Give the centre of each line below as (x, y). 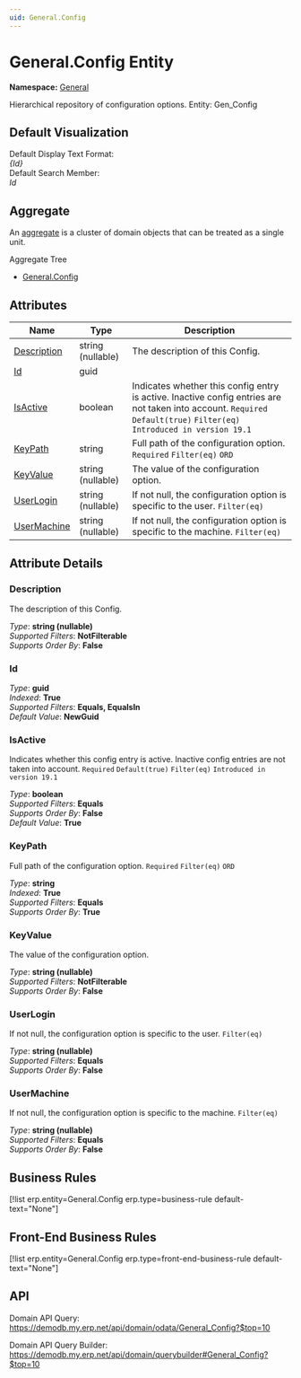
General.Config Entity (92, 61)
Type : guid (29, 688)
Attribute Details (56, 563)
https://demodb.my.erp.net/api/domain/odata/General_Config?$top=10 (140, 1327)
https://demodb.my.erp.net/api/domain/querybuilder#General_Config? (139, 1354)
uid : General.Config (48, 18)
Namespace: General (49, 87)
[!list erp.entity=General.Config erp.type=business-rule (111, 1199)
